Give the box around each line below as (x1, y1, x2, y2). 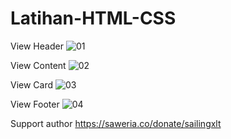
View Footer (10, 98, 60, 110)
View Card (10, 78, 54, 91)
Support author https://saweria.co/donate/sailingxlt (10, 117, 222, 129)
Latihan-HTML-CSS (10, 7, 177, 30)
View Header (10, 40, 64, 52)
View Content (10, 59, 67, 71)
